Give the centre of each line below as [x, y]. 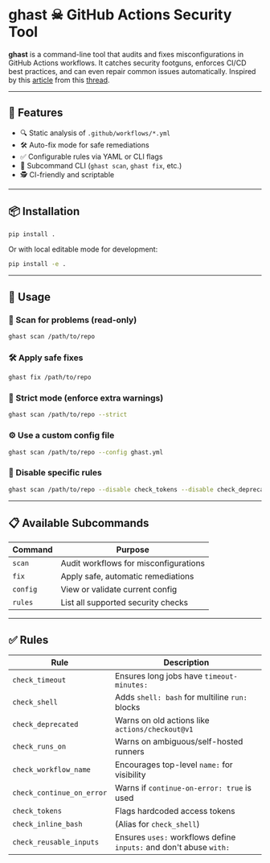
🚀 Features [36, 113]
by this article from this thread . [59, 80]
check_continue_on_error [60, 793]
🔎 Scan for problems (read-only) [73, 320]
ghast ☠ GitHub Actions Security [120, 15]
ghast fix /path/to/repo [50, 378]
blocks [128, 707]
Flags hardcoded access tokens [175, 811]
